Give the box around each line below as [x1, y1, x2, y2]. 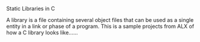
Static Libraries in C [6, 5, 56, 12]
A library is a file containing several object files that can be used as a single [6, 17, 194, 23]
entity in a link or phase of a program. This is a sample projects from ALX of [6, 23, 195, 30]
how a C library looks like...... [6, 29, 79, 36]
